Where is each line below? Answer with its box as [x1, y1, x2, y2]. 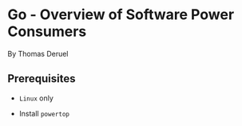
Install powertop [18, 108, 69, 118]
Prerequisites [7, 72, 76, 85]
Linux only [18, 93, 54, 103]
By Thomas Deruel [7, 49, 69, 58]
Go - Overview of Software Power [7, 6, 235, 24]
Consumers [7, 22, 87, 41]
